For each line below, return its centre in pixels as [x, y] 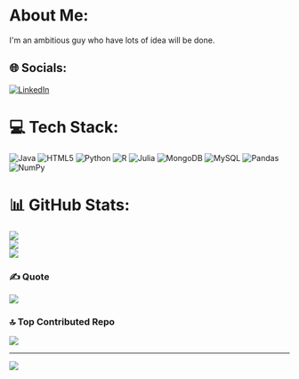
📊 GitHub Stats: [70, 205]
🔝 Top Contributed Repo [62, 321]
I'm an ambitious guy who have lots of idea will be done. [112, 40]
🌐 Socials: [38, 68]
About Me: [49, 16]
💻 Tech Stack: [64, 127]
